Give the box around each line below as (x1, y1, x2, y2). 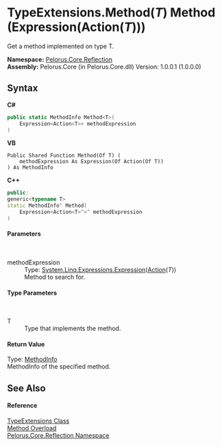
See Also (7, 382, 46, 394)
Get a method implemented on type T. (7, 42, 114, 50)
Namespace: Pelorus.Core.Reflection (7, 55, 113, 63)
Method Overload (7, 423, 57, 432)
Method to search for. (24, 273, 86, 281)
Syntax (7, 82, 38, 94)
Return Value (7, 340, 45, 348)
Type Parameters (7, 288, 58, 297)
